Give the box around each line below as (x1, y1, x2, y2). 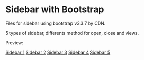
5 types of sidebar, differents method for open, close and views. (5, 30, 139, 36)
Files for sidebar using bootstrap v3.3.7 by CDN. (5, 20, 106, 26)
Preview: (5, 39, 24, 46)
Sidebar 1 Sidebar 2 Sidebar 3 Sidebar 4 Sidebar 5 (5, 49, 111, 55)
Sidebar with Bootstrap (5, 4, 105, 15)
